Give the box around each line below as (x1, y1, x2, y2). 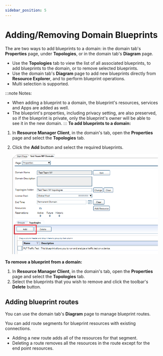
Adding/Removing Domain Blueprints (5, 29, 158, 40)
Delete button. (12, 284, 41, 289)
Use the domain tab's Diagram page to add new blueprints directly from (12, 71, 156, 76)
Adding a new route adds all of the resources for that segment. (12, 335, 138, 340)
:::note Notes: (5, 90, 33, 96)
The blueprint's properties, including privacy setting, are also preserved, (12, 110, 157, 116)
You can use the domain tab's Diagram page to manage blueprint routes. (5, 311, 151, 317)
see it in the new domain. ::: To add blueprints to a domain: (12, 120, 131, 126)
